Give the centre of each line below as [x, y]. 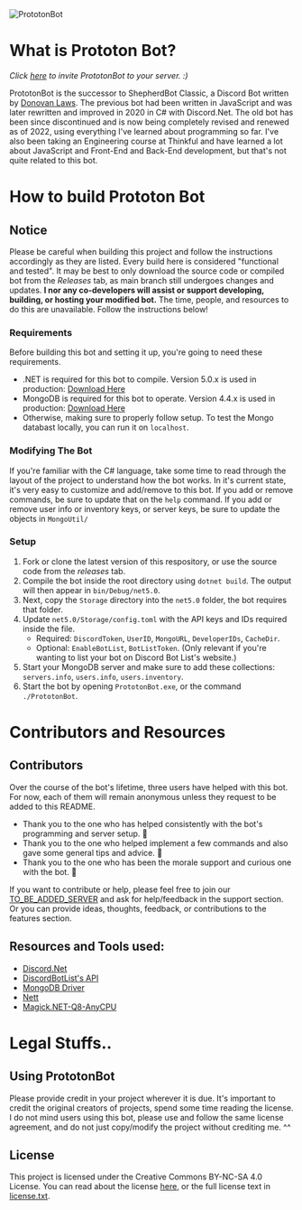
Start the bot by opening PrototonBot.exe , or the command [132, 686]
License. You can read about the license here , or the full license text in [140, 1187]
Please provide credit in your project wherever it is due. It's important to [143, 1098]
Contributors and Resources [118, 733]
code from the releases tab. [74, 571]
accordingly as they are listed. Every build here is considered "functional [144, 261]
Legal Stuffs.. [61, 1043]
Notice [28, 230]
